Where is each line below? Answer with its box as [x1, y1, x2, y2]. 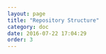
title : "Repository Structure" [7, 17, 100, 24]
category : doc [7, 23, 49, 30]
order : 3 [7, 36, 33, 43]
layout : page [7, 10, 46, 18]
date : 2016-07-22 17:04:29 [7, 29, 87, 37]
